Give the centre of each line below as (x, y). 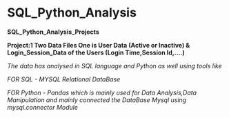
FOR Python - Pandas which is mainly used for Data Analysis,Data (102, 92)
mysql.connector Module (42, 107)
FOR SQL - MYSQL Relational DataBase (64, 79)
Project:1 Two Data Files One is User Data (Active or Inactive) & (99, 45)
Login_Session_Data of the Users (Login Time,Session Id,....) (96, 52)
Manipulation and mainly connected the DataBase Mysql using (97, 100)
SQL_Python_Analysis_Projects (53, 32)
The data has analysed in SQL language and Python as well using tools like (114, 66)
